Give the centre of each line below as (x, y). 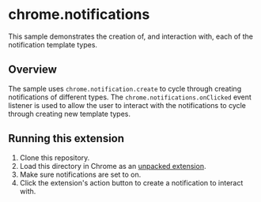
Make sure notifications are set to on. (80, 174)
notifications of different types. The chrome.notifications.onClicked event (130, 97)
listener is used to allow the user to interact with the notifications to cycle (127, 105)
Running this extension (66, 138)
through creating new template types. (70, 114)
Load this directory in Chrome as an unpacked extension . (113, 166)
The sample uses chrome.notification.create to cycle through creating (125, 88)
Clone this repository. (55, 157)
